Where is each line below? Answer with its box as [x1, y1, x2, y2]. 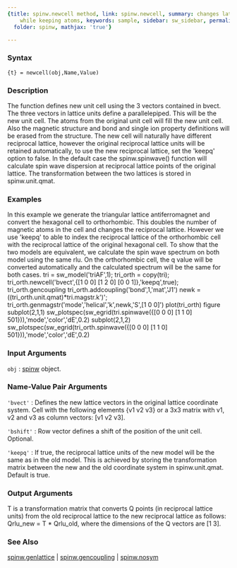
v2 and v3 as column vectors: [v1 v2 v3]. [7, 413, 126, 422]
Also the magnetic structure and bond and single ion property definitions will [7, 124, 230, 132]
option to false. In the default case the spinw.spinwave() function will [7, 153, 207, 163]
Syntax [7, 53, 32, 63]
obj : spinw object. [7, 364, 61, 373]
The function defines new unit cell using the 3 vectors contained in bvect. [7, 101, 221, 110]
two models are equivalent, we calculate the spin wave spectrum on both [7, 248, 220, 257]
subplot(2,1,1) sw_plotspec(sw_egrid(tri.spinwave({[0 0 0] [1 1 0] [7, 308, 193, 317]
